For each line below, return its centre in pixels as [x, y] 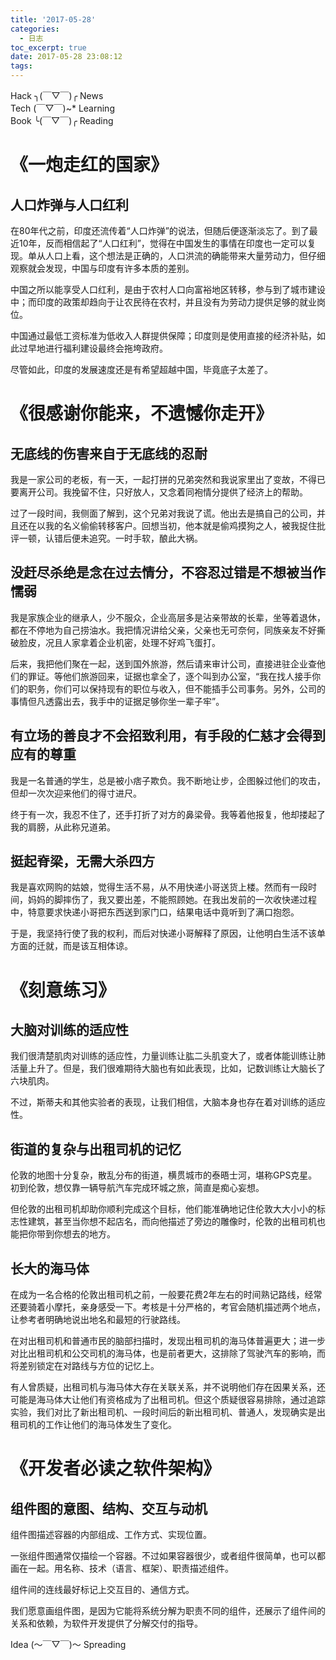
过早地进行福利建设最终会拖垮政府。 [93, 348]
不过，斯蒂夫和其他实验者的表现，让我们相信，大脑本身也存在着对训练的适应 [168, 1102]
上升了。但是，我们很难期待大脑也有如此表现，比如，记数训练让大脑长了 [176, 1068]
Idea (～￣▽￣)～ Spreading [68, 1645]
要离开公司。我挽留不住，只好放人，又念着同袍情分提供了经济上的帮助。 [159, 492]
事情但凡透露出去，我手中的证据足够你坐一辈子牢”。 [117, 701]
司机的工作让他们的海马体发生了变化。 [97, 1425]
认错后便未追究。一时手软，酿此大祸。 [123, 538]
